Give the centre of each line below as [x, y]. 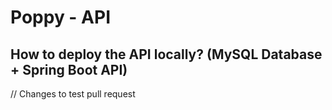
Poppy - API [61, 17]
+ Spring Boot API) [69, 69]
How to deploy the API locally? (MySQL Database [166, 54]
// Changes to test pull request [73, 94]
